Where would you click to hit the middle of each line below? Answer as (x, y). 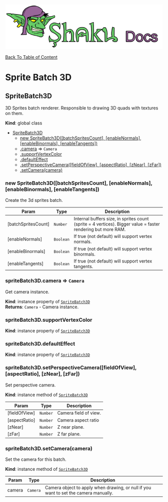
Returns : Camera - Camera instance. (42, 307)
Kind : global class (24, 123)
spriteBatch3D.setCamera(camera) (49, 448)
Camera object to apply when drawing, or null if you (98, 487)
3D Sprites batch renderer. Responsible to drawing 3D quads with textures (82, 108)
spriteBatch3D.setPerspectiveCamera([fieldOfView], (71, 367)
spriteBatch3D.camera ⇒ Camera (45, 281)
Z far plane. (69, 434)
